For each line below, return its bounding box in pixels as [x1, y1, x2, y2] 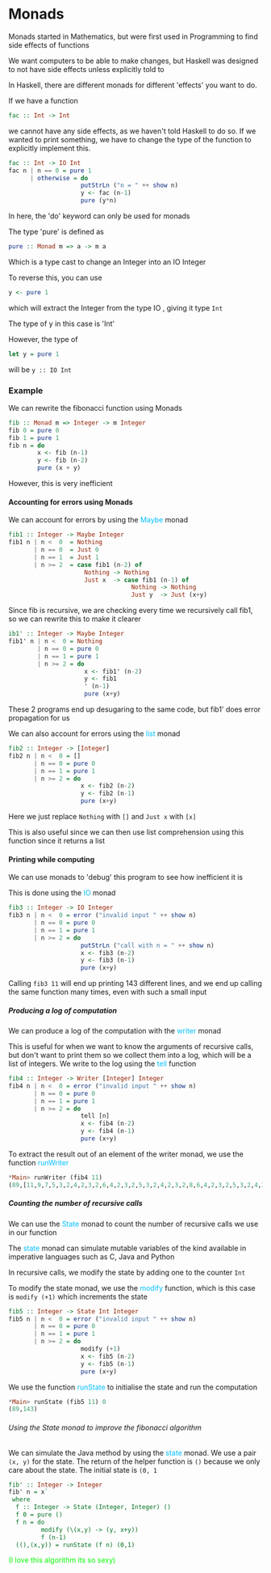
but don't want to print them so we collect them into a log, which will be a [8, 1051, 252, 1060]
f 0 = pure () [15, 1511, 63, 1519]
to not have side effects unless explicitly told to [8, 64, 165, 74]
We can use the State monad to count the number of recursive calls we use [8, 1219, 259, 1228]
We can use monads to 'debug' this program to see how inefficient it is [8, 873, 244, 882]
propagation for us [8, 713, 70, 723]
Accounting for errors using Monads [8, 497, 133, 506]
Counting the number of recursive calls [8, 1199, 143, 1208]
